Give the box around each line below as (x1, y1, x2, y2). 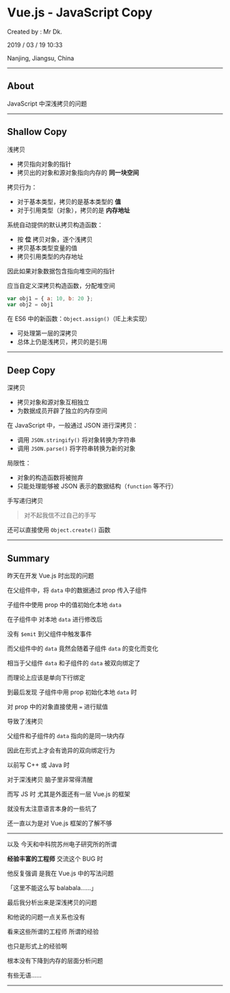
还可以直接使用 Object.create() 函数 (7, 526, 111, 534)
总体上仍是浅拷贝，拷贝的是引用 (16, 338, 107, 346)
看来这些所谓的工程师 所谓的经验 (7, 927, 99, 935)
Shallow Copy (7, 126, 67, 138)
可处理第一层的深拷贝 (16, 329, 77, 337)
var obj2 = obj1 (7, 302, 53, 308)
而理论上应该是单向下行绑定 (7, 673, 86, 681)
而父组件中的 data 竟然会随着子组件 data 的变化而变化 (7, 644, 159, 652)
